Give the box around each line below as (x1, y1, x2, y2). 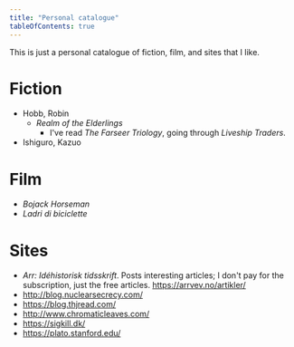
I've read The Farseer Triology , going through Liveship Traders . (49, 128, 287, 139)
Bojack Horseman (22, 198, 90, 209)
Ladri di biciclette (22, 208, 88, 219)
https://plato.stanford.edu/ (22, 328, 121, 339)
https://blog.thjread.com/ (22, 299, 117, 310)
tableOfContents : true (9, 22, 95, 31)
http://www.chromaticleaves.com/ (22, 309, 150, 320)
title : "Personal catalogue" (9, 13, 119, 23)
